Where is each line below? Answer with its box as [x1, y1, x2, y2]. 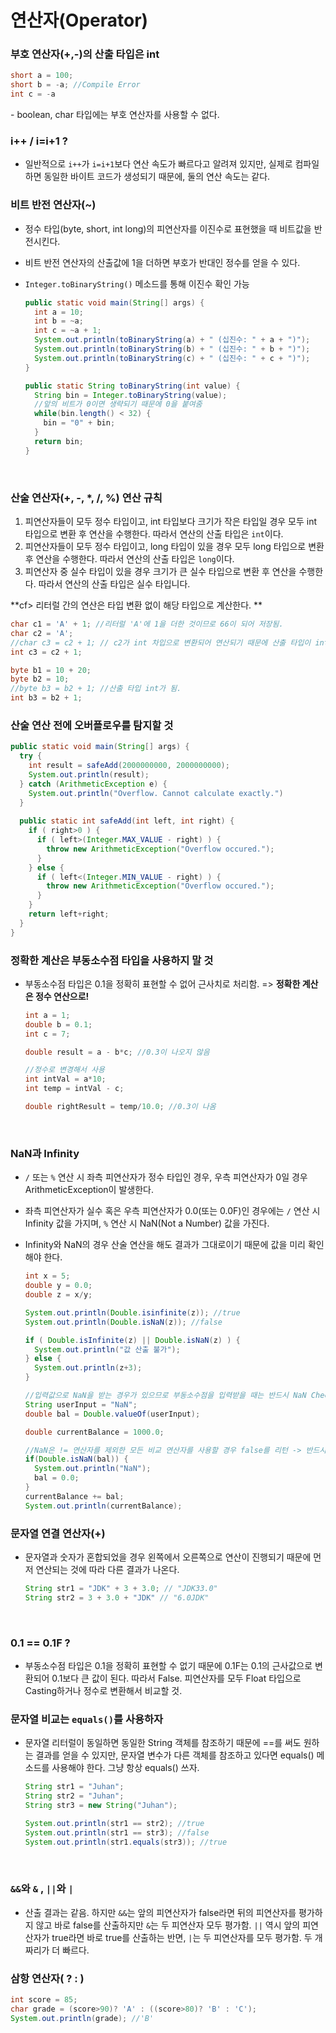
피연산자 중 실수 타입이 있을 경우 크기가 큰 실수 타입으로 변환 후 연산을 [24, 566, 297, 577]
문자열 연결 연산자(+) [10, 1526, 106, 1540]
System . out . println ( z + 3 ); [34, 1363, 143, 1373]
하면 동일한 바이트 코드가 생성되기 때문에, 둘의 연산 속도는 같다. [24, 171, 271, 183]
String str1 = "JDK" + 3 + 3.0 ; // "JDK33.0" [24, 1583, 218, 1593]
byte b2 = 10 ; [10, 674, 70, 685]
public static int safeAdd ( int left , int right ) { [19, 816, 235, 826]
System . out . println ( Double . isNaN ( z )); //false [24, 1317, 223, 1327]
